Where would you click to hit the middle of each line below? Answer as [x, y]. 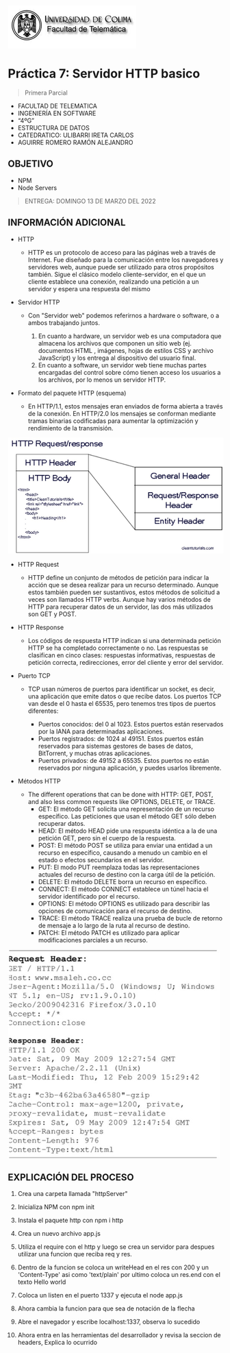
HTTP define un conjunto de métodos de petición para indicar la [118, 578]
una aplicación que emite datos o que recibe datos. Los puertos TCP [125, 696]
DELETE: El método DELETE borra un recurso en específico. [123, 882]
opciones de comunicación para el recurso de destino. [115, 911]
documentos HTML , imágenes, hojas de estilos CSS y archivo [126, 350]
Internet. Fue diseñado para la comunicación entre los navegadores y [126, 260]
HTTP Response [41, 627]
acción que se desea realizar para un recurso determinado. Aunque [123, 585]
